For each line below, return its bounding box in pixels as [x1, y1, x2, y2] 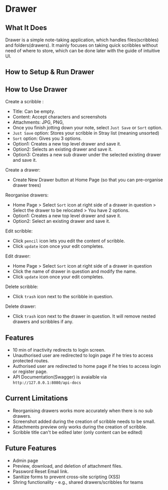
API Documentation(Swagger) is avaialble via [12, 374, 107, 380]
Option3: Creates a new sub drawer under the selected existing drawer [12, 152, 161, 158]
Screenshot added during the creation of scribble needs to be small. [12, 418, 156, 424]
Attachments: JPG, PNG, [12, 119, 64, 125]
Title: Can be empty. [12, 108, 55, 114]
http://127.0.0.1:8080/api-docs [12, 380, 81, 386]
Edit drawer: [5, 253, 31, 260]
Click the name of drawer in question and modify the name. [12, 268, 137, 275]
